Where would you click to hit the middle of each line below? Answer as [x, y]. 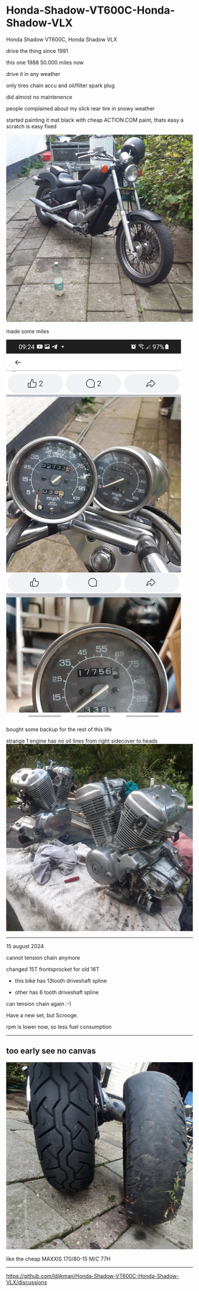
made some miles [28, 331]
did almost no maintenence [39, 97]
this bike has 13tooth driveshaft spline [61, 980]
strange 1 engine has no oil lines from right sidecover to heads [82, 741]
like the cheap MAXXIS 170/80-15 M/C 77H [58, 1259]
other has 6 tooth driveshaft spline [57, 992]
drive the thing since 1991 [37, 50]
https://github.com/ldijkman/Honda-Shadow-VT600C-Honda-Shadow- [93, 1276]
